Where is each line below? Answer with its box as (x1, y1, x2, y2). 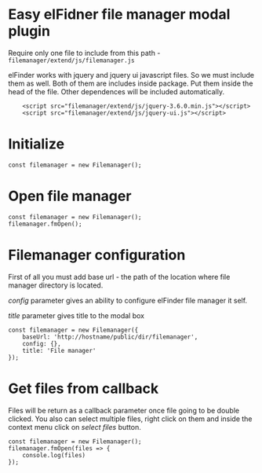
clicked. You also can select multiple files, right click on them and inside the (8, 414, 253, 423)
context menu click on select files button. (8, 422, 141, 431)
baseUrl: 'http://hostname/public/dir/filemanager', (22, 332, 198, 341)
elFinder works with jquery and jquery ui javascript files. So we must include (8, 70, 255, 79)
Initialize (8, 135, 65, 153)
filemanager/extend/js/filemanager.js (8, 57, 135, 64)
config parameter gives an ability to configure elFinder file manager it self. (8, 295, 248, 305)
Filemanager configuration (8, 246, 186, 264)
